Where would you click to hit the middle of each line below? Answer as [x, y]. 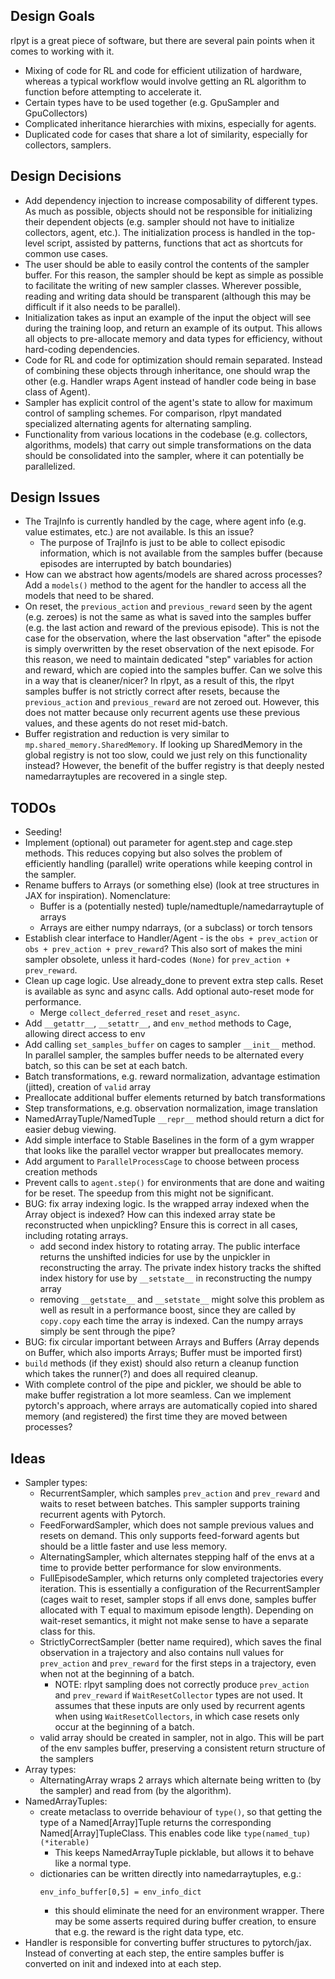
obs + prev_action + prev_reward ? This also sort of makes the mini [163, 949]
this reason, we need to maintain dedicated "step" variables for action [168, 660]
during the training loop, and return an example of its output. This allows [173, 328]
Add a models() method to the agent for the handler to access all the [165, 585]
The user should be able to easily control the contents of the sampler [167, 264]
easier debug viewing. [70, 1130]
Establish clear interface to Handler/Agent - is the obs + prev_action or [171, 938]
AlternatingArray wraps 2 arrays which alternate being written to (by [180, 1780]
